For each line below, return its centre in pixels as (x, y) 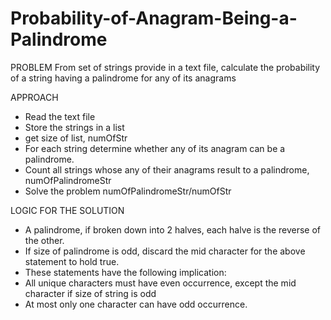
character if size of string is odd (90, 293)
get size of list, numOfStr (76, 138)
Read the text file (60, 116)
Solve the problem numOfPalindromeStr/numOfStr (128, 191)
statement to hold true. (72, 261)
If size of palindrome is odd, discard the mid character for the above (165, 251)
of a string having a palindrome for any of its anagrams (123, 78)
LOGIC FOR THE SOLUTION (67, 210)
